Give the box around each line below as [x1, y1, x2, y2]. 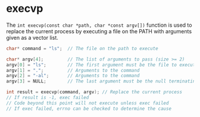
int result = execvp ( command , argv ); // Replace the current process [6, 89, 183, 95]
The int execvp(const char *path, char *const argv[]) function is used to [6, 21, 192, 29]
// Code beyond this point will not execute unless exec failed [6, 100, 169, 106]
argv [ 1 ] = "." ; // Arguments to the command [6, 67, 140, 73]
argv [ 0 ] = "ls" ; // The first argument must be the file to [6, 62, 177, 68]
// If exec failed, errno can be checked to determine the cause [6, 106, 171, 112]
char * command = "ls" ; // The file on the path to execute [6, 45, 159, 52]
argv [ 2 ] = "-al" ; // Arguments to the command [6, 73, 140, 79]
